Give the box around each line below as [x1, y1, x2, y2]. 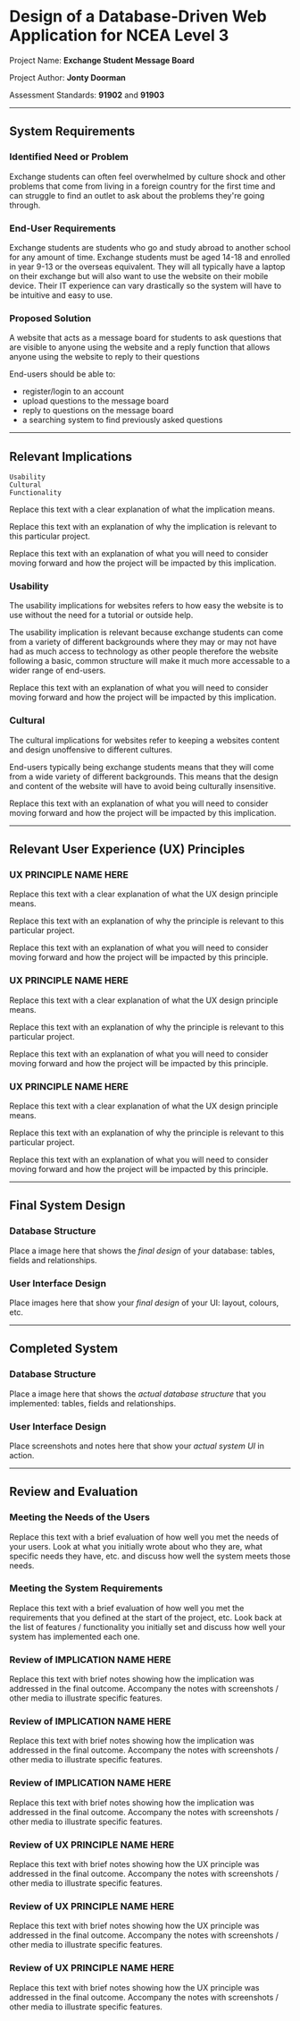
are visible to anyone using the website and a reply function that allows [9, 342, 271, 352]
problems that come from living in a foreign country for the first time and [9, 181, 276, 191]
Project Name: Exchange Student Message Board [9, 55, 195, 65]
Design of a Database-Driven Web [9, 6, 267, 27]
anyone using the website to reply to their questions [9, 352, 200, 362]
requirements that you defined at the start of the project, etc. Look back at [9, 1612, 283, 1623]
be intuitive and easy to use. [9, 289, 113, 301]
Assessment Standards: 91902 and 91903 [9, 89, 165, 100]
